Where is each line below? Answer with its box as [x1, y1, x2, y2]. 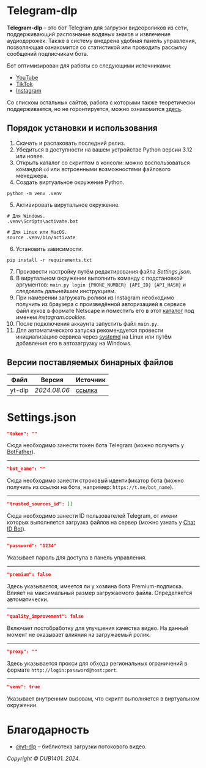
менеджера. [15, 172, 48, 179]
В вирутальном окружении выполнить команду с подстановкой [15, 274, 183, 282]
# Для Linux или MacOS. [7, 229, 68, 235]
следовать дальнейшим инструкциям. [15, 287, 116, 294]
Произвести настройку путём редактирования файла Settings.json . [15, 267, 192, 275]
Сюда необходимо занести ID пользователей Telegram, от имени [7, 512, 178, 520]
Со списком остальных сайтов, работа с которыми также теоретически [7, 99, 196, 106]
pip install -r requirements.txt [7, 257, 92, 263]
